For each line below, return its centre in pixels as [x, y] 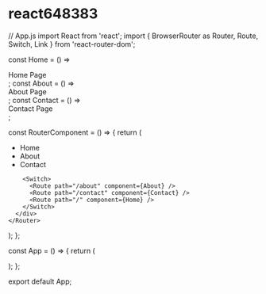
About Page [27, 91]
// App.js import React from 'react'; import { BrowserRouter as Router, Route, [133, 36]
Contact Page [31, 109]
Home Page [27, 74]
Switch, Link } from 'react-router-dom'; [72, 44]
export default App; [40, 281]
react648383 [53, 14]
